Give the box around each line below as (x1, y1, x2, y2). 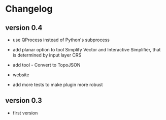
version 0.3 (5, 96, 42, 105)
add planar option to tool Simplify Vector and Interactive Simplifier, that (12, 47, 161, 52)
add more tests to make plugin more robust (12, 82, 103, 87)
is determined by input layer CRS (12, 52, 82, 58)
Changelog (5, 3, 53, 15)
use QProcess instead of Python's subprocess (12, 37, 110, 43)
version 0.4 (5, 23, 43, 32)
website (12, 72, 29, 78)
